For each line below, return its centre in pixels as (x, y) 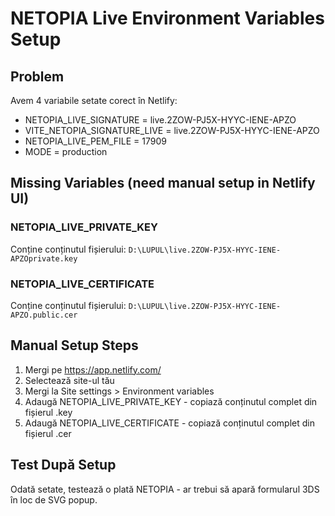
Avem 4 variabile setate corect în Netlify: (94, 100)
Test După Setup (63, 465)
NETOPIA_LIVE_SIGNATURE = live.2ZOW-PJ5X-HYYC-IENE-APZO (160, 120)
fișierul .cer (48, 433)
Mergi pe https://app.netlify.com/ (93, 369)
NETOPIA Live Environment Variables (167, 18)
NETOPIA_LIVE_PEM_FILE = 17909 (95, 141)
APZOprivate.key (44, 258)
